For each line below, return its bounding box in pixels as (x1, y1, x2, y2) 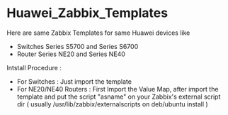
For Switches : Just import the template (16, 77, 132, 86)
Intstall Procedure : (6, 63, 62, 72)
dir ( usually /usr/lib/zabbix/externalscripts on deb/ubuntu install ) (16, 99, 208, 108)
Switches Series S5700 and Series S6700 (16, 42, 139, 50)
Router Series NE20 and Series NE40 (16, 50, 125, 58)
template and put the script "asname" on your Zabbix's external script (16, 92, 221, 101)
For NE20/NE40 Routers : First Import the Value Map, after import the (16, 84, 219, 93)
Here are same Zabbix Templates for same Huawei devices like (6, 28, 190, 37)
